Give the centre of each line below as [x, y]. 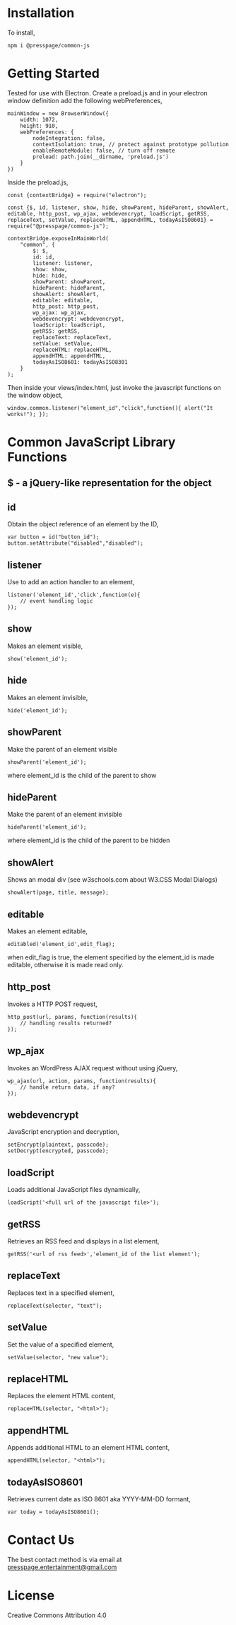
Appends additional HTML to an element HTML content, [89, 1448]
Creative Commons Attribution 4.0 [57, 1615]
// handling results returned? [66, 1023]
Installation [41, 13]
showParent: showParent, [69, 282]
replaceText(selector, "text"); [55, 1306]
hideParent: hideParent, [69, 288]
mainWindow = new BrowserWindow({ [58, 113]
